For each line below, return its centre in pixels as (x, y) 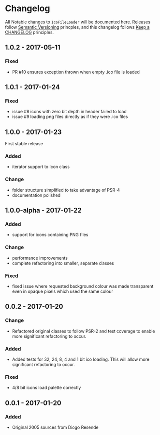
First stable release (24, 144)
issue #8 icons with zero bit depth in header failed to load (69, 112)
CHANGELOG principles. (29, 32)
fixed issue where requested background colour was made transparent (83, 286)
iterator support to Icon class (41, 167)
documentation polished (36, 195)
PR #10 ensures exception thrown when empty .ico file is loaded (76, 72)
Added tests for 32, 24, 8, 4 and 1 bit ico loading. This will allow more (81, 359)
